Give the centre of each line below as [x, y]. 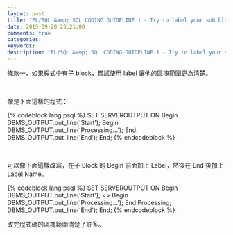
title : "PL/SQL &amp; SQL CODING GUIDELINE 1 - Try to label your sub [111, 20]
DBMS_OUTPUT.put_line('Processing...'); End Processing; [89, 202]
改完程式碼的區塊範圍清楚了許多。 [56, 224]
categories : [24, 40]
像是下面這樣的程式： [37, 101]
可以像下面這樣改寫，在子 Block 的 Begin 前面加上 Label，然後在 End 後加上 [115, 165]
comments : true [29, 33]
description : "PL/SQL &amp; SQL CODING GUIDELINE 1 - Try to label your [114, 53]
